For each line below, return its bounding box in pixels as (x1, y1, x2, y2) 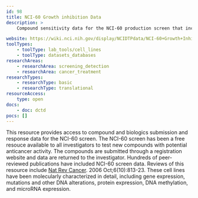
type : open (16, 96, 44, 102)
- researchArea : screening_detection (16, 63, 110, 69)
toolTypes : (6, 41, 33, 47)
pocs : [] (6, 113, 28, 119)
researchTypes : (6, 74, 44, 80)
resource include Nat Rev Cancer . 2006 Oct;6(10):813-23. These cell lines (6, 167, 185, 174)
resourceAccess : (6, 91, 46, 97)
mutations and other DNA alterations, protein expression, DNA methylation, (6, 179, 189, 186)
